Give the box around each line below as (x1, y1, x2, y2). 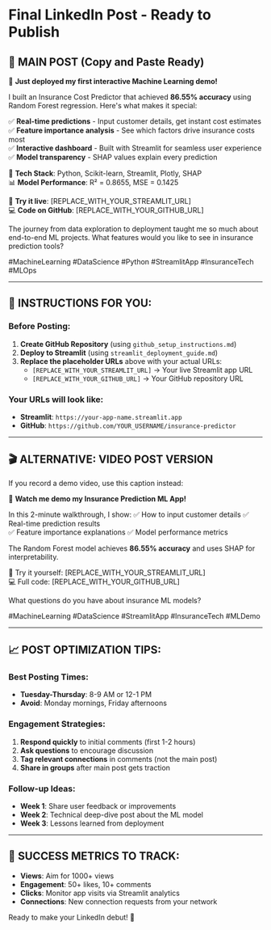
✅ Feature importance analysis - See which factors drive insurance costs (8, 125, 256, 135)
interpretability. (8, 552, 59, 561)
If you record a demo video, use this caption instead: (8, 478, 184, 488)
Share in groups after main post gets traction (19, 763, 171, 772)
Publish (8, 23, 60, 41)
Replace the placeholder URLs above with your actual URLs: (19, 356, 223, 366)
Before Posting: (8, 321, 71, 332)
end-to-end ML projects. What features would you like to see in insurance (8, 233, 254, 242)
